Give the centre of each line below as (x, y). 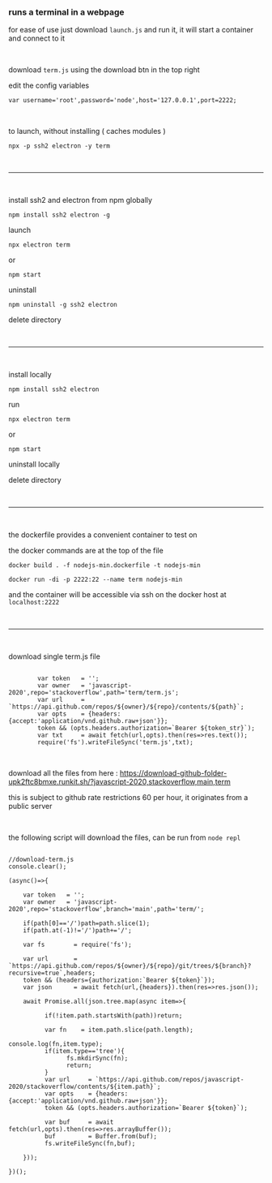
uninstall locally (34, 464)
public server (30, 807)
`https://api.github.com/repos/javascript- (170, 1080)
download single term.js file (55, 656)
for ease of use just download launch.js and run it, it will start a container (131, 30)
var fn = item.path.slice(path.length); (119, 1030)
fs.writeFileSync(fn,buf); (90, 1144)
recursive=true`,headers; (52, 973)
